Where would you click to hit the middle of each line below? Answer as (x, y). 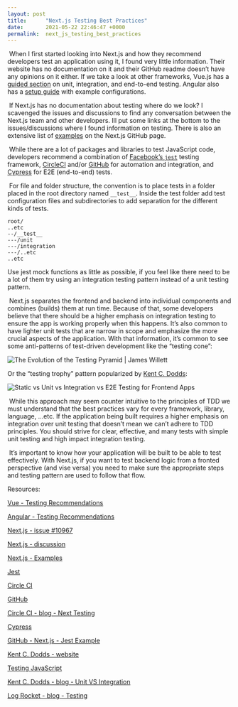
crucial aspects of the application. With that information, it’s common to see (118, 339)
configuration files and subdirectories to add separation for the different (113, 201)
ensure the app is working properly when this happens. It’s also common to (117, 323)
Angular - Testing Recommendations (61, 517)
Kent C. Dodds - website (43, 654)
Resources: (24, 489)
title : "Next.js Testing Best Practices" (77, 21)
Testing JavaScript (35, 668)
